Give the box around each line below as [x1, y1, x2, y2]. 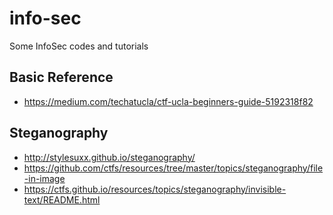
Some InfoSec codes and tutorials [9, 40, 149, 52]
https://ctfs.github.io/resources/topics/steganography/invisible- [23, 183, 287, 195]
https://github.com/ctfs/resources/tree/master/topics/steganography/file [23, 162, 324, 174]
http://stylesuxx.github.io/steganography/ [23, 151, 196, 163]
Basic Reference [9, 69, 114, 86]
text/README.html [23, 193, 101, 206]
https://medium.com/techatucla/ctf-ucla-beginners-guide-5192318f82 [23, 95, 314, 107]
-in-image [23, 172, 66, 184]
